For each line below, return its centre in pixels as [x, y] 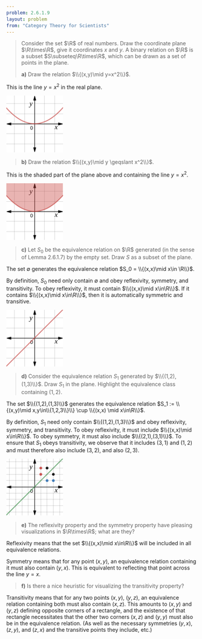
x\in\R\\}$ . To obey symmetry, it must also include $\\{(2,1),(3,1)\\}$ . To [94, 436]
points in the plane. [45, 63]
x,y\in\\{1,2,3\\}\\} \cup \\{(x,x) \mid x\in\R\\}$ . [89, 410]
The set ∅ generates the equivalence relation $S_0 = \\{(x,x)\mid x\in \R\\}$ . [100, 269]
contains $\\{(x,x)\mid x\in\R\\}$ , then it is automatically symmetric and [95, 295]
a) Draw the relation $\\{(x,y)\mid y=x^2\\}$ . [76, 74]
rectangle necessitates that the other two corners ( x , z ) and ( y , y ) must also [100, 617]
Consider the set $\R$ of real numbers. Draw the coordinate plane [103, 44]
